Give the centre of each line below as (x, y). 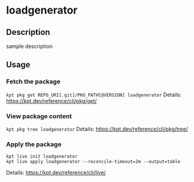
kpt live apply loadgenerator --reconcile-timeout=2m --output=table (93, 162)
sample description (29, 46)
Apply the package (34, 144)
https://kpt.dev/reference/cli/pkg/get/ (52, 100)
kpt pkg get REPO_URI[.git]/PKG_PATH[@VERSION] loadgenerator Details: (94, 95)
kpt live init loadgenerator (42, 157)
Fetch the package (33, 82)
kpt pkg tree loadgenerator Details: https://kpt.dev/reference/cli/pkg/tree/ (97, 129)
